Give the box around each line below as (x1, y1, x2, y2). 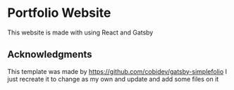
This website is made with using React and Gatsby (7, 28, 154, 37)
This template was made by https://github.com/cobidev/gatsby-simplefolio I (7, 67, 228, 75)
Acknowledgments (7, 49, 93, 60)
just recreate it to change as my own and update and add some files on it (7, 75, 219, 83)
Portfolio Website (7, 5, 111, 21)
